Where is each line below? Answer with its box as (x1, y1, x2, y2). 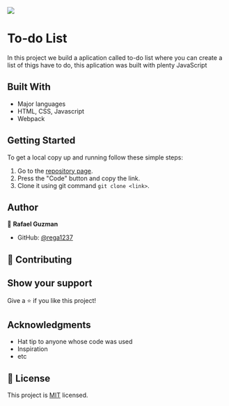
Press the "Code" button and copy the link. (17, 174, 141, 182)
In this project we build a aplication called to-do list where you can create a (7, 53, 223, 62)
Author (7, 201, 38, 213)
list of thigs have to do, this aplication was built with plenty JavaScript (7, 61, 207, 69)
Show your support (7, 277, 93, 289)
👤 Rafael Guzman (7, 220, 58, 228)
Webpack (17, 114, 45, 123)
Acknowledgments (7, 319, 92, 331)
